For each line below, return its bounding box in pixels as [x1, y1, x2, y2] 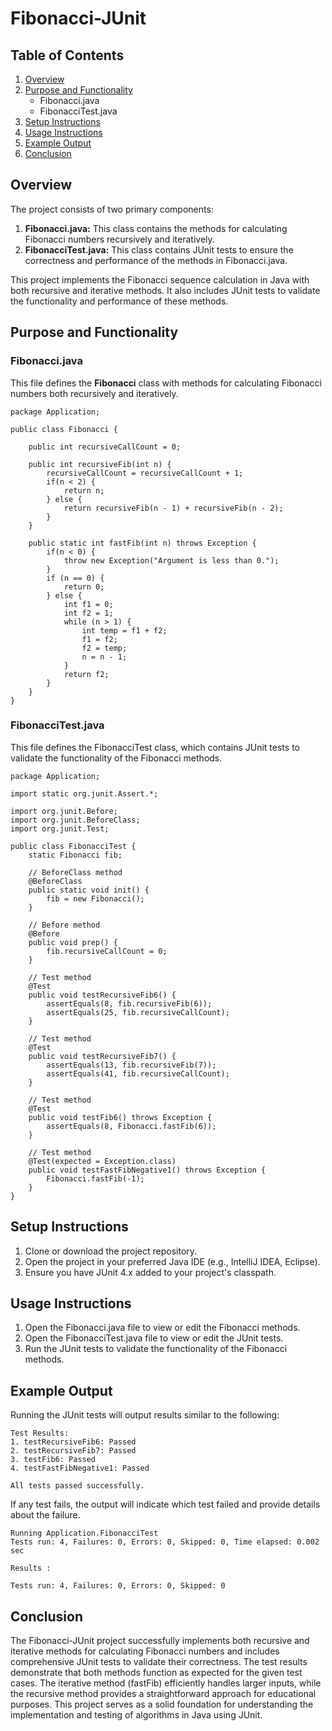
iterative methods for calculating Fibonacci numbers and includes [10, 1645, 280, 1657]
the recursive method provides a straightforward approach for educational [10, 1688, 317, 1700]
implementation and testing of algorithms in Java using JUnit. [10, 1709, 263, 1721]
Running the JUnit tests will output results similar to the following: [10, 1409, 280, 1421]
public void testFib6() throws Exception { [28, 1112, 213, 1122]
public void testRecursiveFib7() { [28, 1051, 177, 1061]
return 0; [63, 582, 105, 592]
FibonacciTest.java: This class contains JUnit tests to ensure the [24, 243, 294, 256]
